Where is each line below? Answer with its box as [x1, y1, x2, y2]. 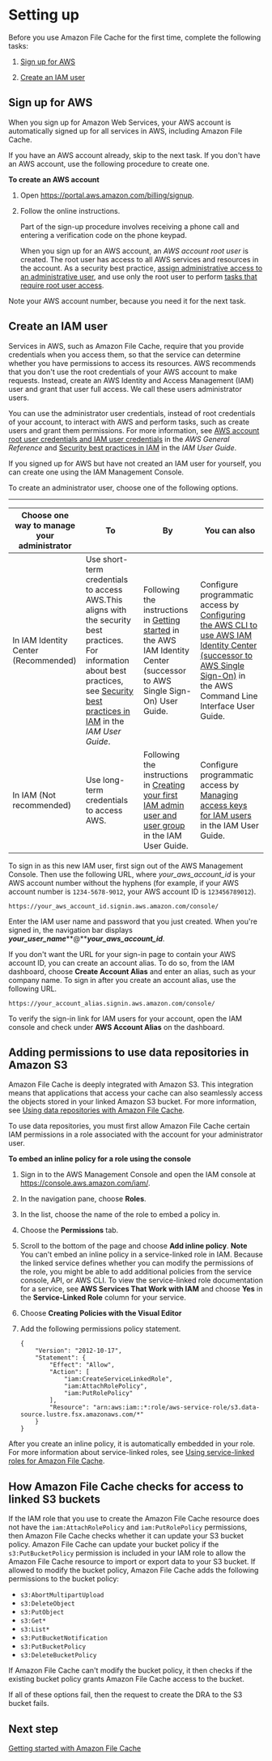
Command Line [199, 690, 258, 701]
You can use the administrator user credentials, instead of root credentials [8, 408, 256, 418]
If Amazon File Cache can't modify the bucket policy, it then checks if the [8, 1665, 253, 1675]
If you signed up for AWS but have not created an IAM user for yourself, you [8, 458, 261, 468]
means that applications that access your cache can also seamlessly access [8, 1088, 263, 1098]
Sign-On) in [199, 670, 246, 681]
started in [142, 624, 180, 636]
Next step [8, 1722, 59, 1736]
